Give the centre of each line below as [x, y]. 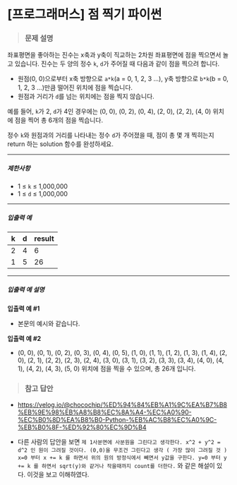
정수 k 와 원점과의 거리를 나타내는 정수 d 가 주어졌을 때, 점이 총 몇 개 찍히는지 [111, 136]
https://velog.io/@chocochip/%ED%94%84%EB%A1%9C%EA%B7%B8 [122, 405]
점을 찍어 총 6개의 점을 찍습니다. [59, 120]
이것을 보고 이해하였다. [58, 474]
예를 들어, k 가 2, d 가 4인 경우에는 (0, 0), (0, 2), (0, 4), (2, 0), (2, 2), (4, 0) [109, 112]
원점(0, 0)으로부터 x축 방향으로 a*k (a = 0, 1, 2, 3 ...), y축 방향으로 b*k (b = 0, [123, 79]
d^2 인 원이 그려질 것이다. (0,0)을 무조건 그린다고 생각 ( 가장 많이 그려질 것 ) [122, 450]
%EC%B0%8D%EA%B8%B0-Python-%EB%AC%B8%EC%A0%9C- [117, 419]
